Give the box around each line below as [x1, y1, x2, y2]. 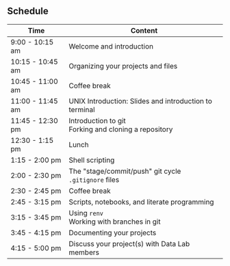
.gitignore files [68, 174, 120, 184]
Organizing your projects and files [68, 61, 178, 70]
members [68, 248, 99, 257]
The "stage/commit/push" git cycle [68, 166, 181, 176]
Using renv [68, 208, 104, 217]
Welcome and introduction [68, 41, 154, 51]
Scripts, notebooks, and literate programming [68, 197, 214, 207]
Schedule [7, 5, 49, 17]
